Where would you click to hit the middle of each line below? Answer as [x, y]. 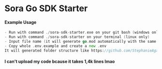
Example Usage [21, 22]
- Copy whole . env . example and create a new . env [56, 46]
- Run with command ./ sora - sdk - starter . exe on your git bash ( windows [77, 33]
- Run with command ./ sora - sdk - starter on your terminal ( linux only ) [77, 37]
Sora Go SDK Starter [46, 9]
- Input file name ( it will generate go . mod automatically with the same [81, 42]
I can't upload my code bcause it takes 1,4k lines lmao [60, 62]
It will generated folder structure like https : [54, 51]
